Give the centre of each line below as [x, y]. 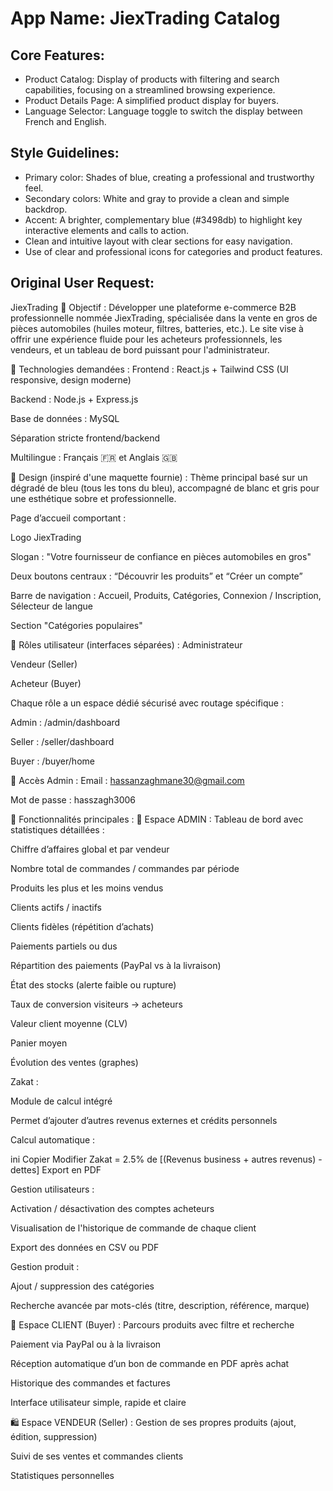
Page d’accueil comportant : [68, 518]
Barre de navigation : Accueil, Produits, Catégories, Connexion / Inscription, [166, 595]
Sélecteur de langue [52, 606]
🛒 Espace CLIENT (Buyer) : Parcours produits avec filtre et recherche [152, 1324]
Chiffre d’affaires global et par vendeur [90, 849]
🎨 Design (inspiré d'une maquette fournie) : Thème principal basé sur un [159, 477]
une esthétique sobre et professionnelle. [93, 498]
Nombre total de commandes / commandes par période [125, 868]
